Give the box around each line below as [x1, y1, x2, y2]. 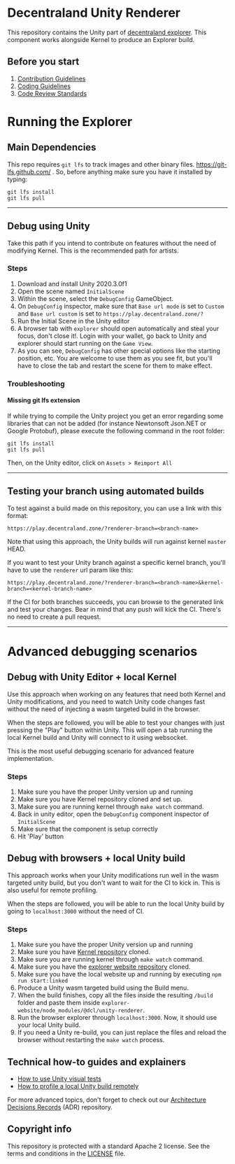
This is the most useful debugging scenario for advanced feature [7, 747, 194, 755]
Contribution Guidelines [17, 74, 86, 83]
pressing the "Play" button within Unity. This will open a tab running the [7, 726, 213, 734]
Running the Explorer [7, 113, 133, 129]
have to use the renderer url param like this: [7, 566, 134, 574]
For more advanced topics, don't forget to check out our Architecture [7, 1095, 206, 1104]
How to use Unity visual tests [17, 1074, 101, 1083]
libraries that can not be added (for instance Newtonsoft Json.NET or [7, 419, 206, 428]
